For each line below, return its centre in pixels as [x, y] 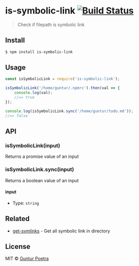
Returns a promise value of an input [42, 157]
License [18, 246]
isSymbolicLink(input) [33, 145]
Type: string [26, 203]
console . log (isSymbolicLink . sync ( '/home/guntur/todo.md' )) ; [69, 111]
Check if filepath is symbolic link [51, 25]
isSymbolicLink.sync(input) [40, 169]
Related [18, 219]
